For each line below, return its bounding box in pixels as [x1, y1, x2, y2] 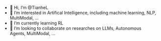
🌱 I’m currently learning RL [9, 20, 64, 26]
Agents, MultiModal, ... [9, 31, 55, 36]
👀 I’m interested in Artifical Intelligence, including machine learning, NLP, [9, 10, 157, 16]
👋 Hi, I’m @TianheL [9, 5, 48, 10]
